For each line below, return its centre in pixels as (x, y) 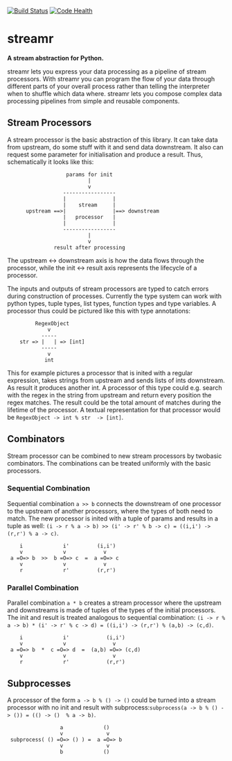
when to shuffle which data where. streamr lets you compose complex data (115, 93)
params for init (89, 174)
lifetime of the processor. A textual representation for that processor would (114, 409)
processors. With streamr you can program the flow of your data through (111, 79)
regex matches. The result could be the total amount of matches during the (114, 402)
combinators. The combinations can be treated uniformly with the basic (109, 463)
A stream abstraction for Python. (55, 58)
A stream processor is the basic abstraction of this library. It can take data (113, 140)
